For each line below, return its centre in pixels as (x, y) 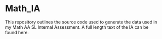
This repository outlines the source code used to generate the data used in (81, 22)
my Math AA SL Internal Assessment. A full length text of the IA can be (77, 27)
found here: (17, 32)
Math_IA (23, 9)
